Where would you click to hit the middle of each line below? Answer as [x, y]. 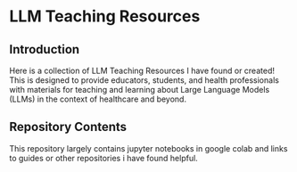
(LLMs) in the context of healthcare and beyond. [98, 99]
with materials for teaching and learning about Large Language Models [140, 90]
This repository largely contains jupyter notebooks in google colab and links [148, 148]
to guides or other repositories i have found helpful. [103, 158]
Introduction [45, 49]
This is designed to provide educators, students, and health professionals [144, 80]
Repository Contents [68, 127]
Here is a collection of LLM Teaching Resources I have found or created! [142, 70]
